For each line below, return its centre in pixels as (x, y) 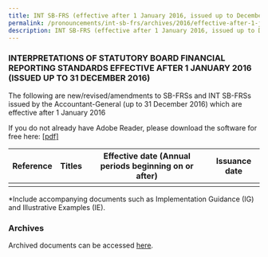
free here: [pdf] (33, 136)
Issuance (234, 161)
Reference (32, 165)
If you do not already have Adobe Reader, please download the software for (133, 127)
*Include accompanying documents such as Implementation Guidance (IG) (131, 199)
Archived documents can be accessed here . (81, 245)
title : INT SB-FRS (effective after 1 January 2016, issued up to (121, 16)
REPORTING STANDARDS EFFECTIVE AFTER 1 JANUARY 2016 (130, 68)
